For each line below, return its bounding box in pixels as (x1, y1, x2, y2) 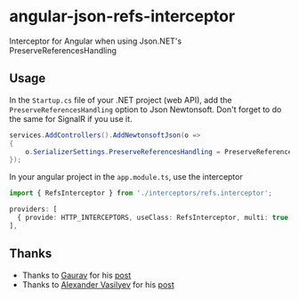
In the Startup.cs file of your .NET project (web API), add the (9, 94, 232, 105)
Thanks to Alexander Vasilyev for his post (21, 279, 175, 290)
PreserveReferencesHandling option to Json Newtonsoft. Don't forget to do (9, 104, 282, 115)
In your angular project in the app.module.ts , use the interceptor (9, 172, 243, 182)
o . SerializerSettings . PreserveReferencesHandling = (25, 147, 221, 157)
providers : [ (9, 205, 58, 214)
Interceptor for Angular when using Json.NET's (9, 36, 182, 46)
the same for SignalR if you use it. (9, 113, 133, 124)
